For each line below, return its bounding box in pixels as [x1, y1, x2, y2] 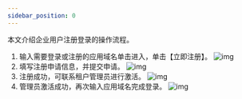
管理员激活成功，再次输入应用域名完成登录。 [18, 81, 167, 91]
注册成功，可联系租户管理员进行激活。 [18, 71, 145, 81]
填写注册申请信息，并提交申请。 [18, 61, 125, 71]
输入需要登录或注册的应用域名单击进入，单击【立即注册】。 [18, 51, 212, 61]
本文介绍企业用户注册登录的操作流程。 [7, 34, 133, 44]
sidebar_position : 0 [7, 11, 77, 20]
